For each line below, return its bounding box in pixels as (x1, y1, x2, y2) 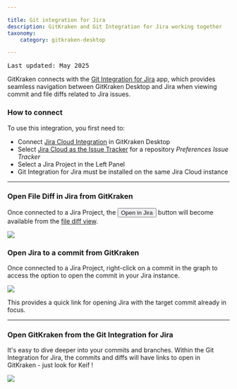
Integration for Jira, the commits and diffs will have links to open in (7, 354, 201, 362)
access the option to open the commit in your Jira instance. (7, 271, 180, 280)
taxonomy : (7, 30, 37, 37)
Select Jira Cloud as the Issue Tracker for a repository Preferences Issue (17, 145, 229, 153)
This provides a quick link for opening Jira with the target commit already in (7, 298, 227, 307)
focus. (7, 306, 26, 314)
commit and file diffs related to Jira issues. (7, 90, 131, 99)
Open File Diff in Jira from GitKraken (7, 191, 133, 201)
